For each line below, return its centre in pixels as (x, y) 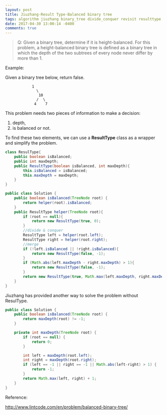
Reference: (16, 397)
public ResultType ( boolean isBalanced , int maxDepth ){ (72, 166)
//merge (31, 244)
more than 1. (30, 58)
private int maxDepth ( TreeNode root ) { (55, 332)
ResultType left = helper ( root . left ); (63, 235)
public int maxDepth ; (36, 161)
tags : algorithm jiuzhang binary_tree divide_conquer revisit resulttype (83, 19)
